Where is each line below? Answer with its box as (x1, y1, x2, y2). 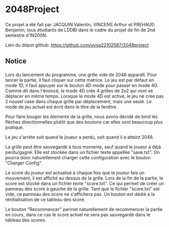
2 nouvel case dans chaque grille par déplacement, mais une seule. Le (5, 98, 152, 104)
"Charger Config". (5, 160, 43, 166)
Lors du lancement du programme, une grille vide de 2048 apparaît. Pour (5, 72, 157, 78)
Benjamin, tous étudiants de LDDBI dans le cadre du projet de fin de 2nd (5, 27, 155, 33)
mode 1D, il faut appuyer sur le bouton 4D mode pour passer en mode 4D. (5, 82, 159, 89)
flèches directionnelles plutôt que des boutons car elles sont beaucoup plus (5, 119, 163, 125)
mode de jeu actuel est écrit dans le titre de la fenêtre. (5, 104, 118, 110)
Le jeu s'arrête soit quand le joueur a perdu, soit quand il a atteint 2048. (5, 134, 154, 140)
